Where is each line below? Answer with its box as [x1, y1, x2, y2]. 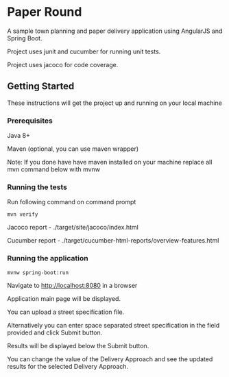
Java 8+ [7, 132, 31, 140]
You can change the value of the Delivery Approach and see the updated [7, 354, 213, 363]
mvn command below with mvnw [7, 165, 101, 173]
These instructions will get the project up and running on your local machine [7, 99, 223, 107]
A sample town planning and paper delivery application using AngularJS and [7, 27, 223, 35]
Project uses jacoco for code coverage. [7, 60, 119, 69]
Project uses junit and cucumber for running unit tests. [7, 47, 161, 56]
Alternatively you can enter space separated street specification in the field [7, 321, 220, 329]
